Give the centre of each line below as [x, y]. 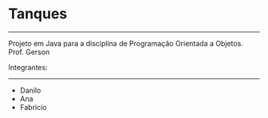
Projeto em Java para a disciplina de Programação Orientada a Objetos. [126, 43]
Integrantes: [28, 67]
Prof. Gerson [29, 52]
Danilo [30, 90]
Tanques [38, 14]
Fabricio [33, 107]
